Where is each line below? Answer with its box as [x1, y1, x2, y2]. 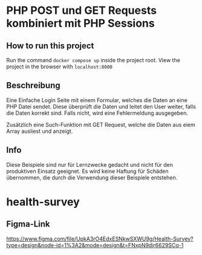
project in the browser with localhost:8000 [6, 63, 113, 70]
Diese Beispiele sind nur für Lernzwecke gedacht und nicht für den [6, 161, 174, 168]
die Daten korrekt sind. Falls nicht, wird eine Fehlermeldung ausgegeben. [6, 109, 189, 117]
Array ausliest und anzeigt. [6, 127, 73, 135]
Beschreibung [6, 80, 60, 91]
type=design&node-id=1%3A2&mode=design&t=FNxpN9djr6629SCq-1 [6, 241, 184, 248]
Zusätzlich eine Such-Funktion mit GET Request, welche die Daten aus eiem [6, 121, 195, 128]
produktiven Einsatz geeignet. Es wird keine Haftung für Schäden [6, 167, 169, 175]
